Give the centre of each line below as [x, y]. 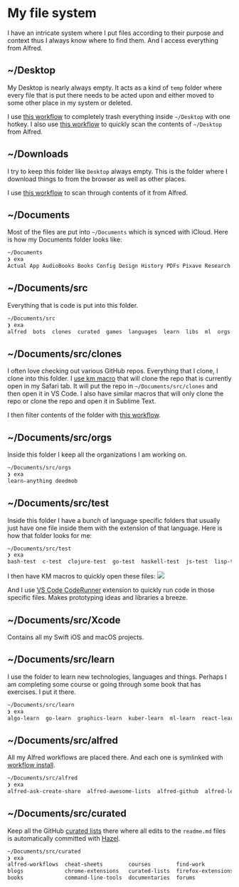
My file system [52, 13]
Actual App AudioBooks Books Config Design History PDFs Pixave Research [119, 266]
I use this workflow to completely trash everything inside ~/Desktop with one [119, 116]
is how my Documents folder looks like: [65, 239]
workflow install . [31, 765]
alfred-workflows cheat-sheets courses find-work [106, 865]
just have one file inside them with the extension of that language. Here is [115, 528]
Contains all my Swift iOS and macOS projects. [76, 637]
